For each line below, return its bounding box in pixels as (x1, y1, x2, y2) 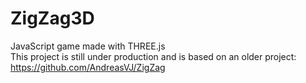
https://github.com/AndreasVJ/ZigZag (10, 61, 166, 73)
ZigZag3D (10, 7, 95, 30)
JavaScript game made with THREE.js (10, 40, 166, 52)
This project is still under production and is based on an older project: (10, 50, 297, 62)
